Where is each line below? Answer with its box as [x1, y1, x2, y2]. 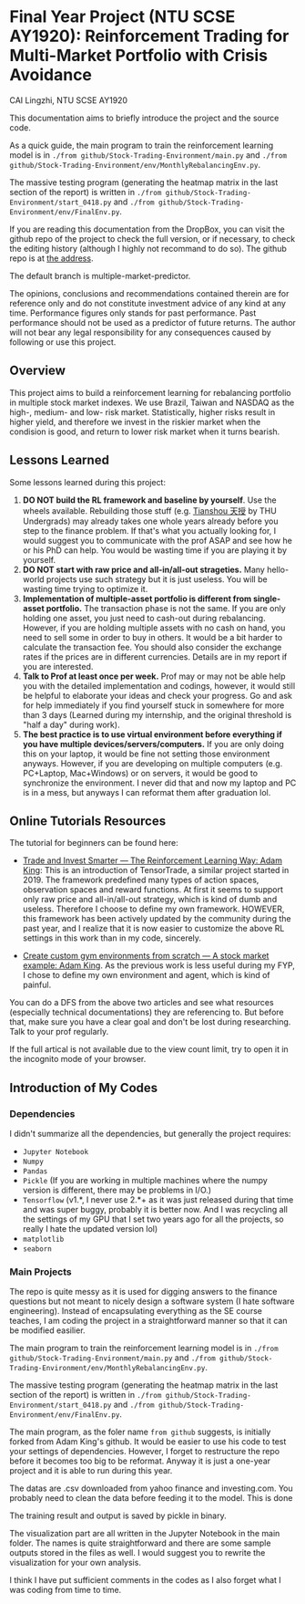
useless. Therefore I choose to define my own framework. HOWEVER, [22, 903, 285, 914]
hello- [267, 564, 290, 575]
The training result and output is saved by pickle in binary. [9, 1510, 227, 1521]
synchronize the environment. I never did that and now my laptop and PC [22, 777, 297, 788]
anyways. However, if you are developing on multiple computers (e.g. [22, 757, 283, 768]
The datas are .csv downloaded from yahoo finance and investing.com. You [9, 1483, 293, 1494]
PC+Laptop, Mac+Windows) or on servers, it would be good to [22, 767, 258, 778]
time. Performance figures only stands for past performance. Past [9, 307, 257, 318]
